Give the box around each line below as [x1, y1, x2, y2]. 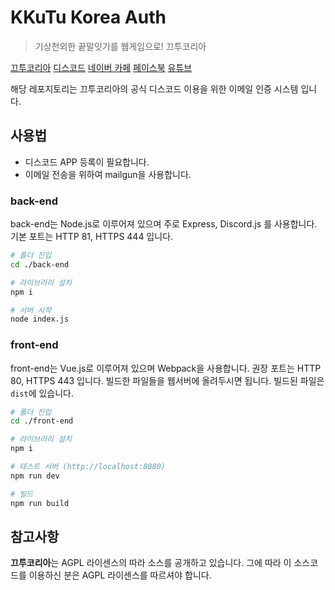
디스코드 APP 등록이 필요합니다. [24, 156, 150, 168]
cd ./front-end [10, 416, 74, 426]
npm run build [10, 498, 70, 508]
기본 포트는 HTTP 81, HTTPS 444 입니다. [10, 231, 174, 243]
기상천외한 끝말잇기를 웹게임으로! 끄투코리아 [34, 40, 207, 52]
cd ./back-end [10, 259, 70, 270]
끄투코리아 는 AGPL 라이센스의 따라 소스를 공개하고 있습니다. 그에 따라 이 [10, 557, 292, 569]
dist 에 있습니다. [10, 387, 75, 399]
